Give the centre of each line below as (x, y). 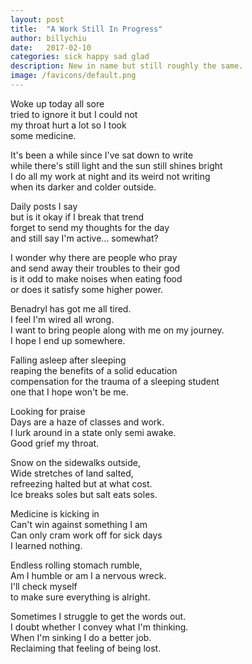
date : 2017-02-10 (51, 47)
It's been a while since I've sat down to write (102, 155)
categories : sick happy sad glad (80, 57)
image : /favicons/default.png (73, 76)
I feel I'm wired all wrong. (62, 319)
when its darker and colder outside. (83, 187)
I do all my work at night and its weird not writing (110, 176)
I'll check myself (44, 586)
